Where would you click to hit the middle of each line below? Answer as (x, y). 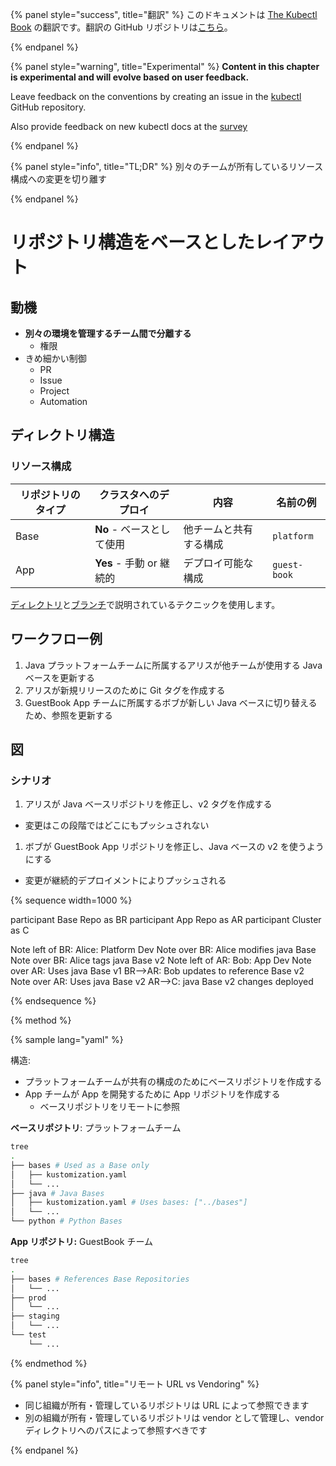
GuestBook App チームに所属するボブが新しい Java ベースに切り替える (171, 702)
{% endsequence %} (53, 1001)
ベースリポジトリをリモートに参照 (109, 1107)
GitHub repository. (48, 107)
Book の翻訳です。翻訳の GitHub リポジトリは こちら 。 (121, 27)
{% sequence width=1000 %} (71, 900)
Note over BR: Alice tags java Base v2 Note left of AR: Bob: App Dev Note (161, 960)
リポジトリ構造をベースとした (132, 242)
